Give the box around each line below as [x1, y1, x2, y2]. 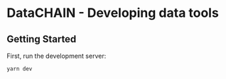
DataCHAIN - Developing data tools [6, 5, 220, 21]
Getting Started [6, 33, 77, 45]
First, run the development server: [6, 51, 107, 60]
